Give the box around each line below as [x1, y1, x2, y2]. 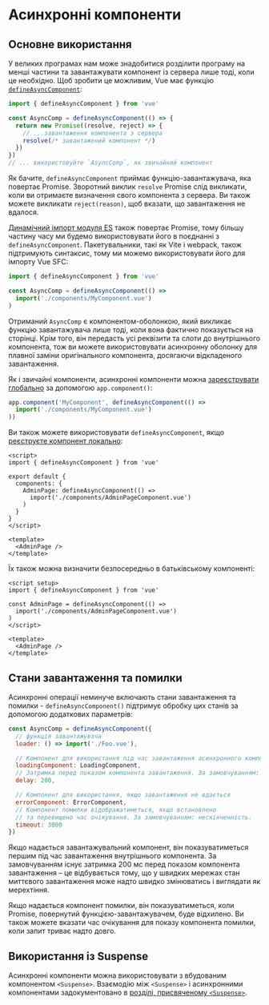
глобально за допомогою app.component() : [8, 383, 153, 392]
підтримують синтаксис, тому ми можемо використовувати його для [8, 248, 246, 258]
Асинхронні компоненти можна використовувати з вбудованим [8, 971, 227, 980]
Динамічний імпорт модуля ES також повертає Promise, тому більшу [8, 223, 244, 232]
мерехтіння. [8, 885, 50, 894]
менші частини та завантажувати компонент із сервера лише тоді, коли [8, 67, 255, 77]
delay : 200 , [15, 777, 56, 785]
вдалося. [8, 207, 39, 217]
